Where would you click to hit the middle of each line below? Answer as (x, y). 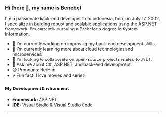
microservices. (27, 54)
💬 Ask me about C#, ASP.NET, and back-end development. (72, 65)
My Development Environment (37, 88)
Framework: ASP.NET (35, 99)
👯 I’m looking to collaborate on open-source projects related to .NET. (82, 59)
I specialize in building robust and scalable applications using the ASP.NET (81, 24)
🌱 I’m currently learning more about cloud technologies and (73, 49)
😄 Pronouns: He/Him (34, 70)
